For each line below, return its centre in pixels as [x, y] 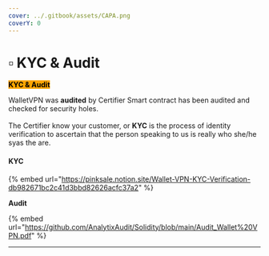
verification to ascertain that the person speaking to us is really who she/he [133, 134]
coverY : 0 [25, 23]
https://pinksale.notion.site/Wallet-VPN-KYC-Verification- [156, 179]
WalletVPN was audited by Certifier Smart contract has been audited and [129, 100]
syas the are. [30, 143]
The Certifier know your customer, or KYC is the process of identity [120, 126]
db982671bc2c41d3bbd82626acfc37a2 [73, 187]
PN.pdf [20, 235]
